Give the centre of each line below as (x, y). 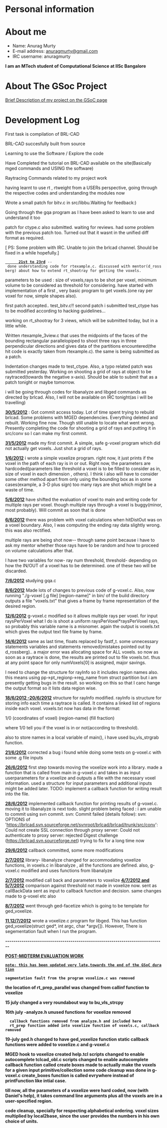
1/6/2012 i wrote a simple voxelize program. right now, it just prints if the (79, 458)
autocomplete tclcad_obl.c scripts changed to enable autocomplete (77, 1059)
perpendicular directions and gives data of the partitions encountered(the (81, 346)
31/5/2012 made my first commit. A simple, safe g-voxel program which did (83, 443)
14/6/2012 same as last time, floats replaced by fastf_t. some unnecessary (82, 641)
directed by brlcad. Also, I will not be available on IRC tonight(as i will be (79, 397)
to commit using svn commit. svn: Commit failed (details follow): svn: (76, 814)
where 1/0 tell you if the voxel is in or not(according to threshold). (72, 728)
